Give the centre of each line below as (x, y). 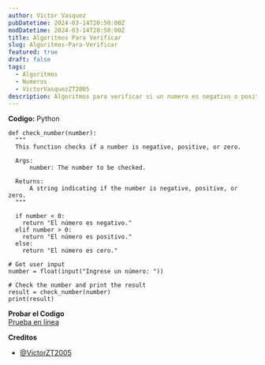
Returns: (30, 182)
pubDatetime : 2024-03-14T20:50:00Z (67, 23)
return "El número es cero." (70, 251)
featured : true (33, 52)
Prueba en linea (34, 322)
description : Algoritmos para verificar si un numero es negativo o (123, 96)
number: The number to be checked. (88, 168)
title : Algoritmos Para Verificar (65, 38)
